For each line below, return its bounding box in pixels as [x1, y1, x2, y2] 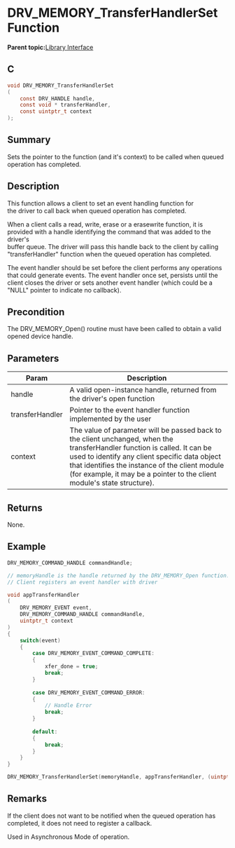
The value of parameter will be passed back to [69, 426, 222, 436]
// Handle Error [44, 702, 92, 709]
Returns [7, 502, 43, 513]
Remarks [7, 793, 48, 805]
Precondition [7, 307, 65, 318]
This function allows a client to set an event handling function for [7, 198, 194, 208]
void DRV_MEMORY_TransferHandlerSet [7, 82, 114, 89]
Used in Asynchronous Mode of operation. [7, 833, 130, 841]
